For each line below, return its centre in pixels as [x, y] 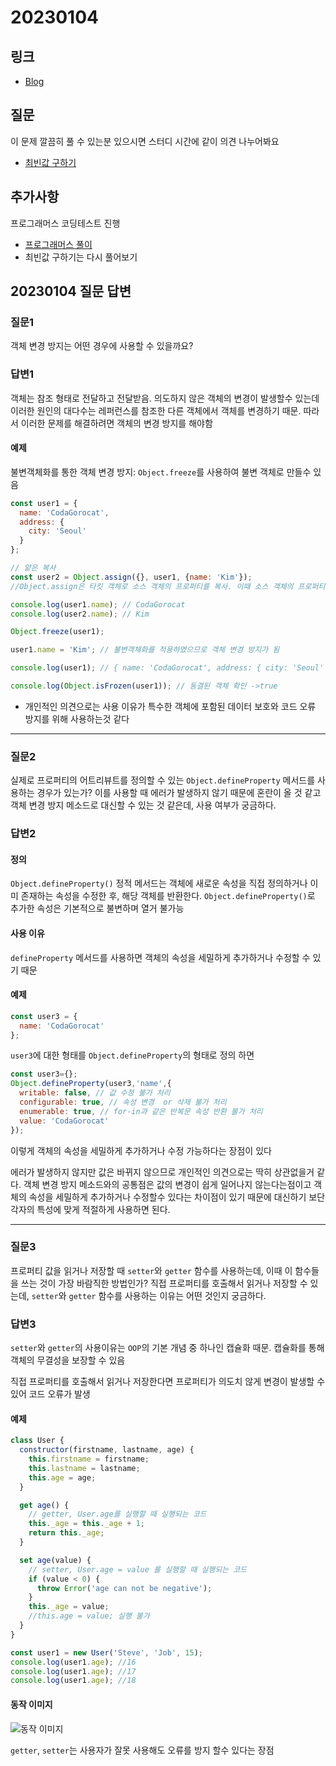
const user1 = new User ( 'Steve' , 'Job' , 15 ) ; [107, 1652]
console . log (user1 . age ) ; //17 [73, 1671]
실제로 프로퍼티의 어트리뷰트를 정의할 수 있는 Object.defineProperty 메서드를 [163, 780]
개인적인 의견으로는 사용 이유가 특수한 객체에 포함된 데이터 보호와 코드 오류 [170, 706]
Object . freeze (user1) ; [57, 632]
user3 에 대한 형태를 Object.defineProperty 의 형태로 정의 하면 [132, 1055]
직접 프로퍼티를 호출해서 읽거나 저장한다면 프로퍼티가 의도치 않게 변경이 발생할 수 [168, 1382]
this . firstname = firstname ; [89, 1459]
